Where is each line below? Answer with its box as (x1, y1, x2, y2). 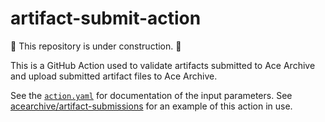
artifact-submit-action (10, 7, 202, 30)
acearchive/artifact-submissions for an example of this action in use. (10, 100, 293, 112)
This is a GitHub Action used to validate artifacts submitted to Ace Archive (10, 59, 316, 71)
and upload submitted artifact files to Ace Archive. (10, 70, 218, 82)
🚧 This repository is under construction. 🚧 (10, 40, 182, 52)
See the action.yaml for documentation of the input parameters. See (10, 89, 293, 101)
